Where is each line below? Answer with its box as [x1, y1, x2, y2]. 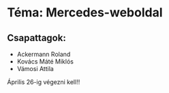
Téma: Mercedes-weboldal [7, 5, 163, 21]
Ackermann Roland [16, 50, 71, 58]
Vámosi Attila [16, 65, 55, 72]
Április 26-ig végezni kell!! [7, 78, 80, 86]
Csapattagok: [7, 32, 66, 44]
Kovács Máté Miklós [16, 57, 74, 66]
